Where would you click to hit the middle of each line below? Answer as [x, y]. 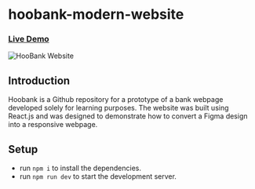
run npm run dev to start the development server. [98, 176]
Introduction [39, 80]
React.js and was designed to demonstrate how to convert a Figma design [128, 116]
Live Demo [29, 39]
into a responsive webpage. [53, 125]
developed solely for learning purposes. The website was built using [118, 108]
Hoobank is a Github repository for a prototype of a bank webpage [116, 100]
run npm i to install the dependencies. [80, 168]
